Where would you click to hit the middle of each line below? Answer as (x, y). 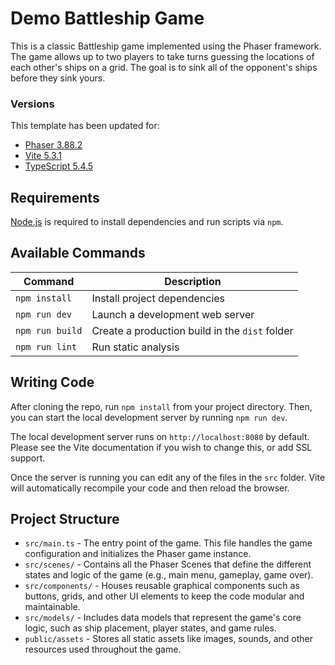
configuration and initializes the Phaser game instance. (138, 554)
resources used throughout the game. (103, 649)
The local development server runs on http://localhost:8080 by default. (160, 436)
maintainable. (52, 607)
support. (28, 458)
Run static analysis (135, 347)
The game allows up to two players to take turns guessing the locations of (162, 56)
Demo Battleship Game (107, 18)
